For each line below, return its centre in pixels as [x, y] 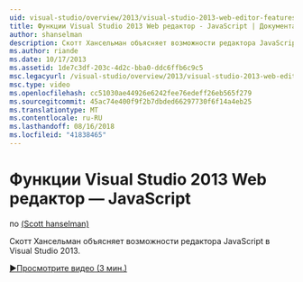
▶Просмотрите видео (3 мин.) [69, 268]
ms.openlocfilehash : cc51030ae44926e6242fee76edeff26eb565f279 [131, 93]
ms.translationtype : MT [54, 110]
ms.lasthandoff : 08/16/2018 [62, 127]
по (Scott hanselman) [49, 223]
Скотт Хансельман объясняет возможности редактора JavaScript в [140, 241]
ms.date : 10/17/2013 [48, 59]
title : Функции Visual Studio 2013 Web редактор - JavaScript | [133, 26]
